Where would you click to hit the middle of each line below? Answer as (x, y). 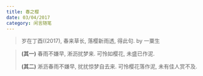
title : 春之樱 (23, 12)
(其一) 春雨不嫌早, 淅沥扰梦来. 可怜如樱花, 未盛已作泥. (88, 54)
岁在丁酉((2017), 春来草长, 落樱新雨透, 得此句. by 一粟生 (91, 41)
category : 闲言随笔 (29, 23)
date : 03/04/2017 (28, 17)
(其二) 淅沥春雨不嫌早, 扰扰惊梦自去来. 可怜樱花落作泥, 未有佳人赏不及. (109, 66)
